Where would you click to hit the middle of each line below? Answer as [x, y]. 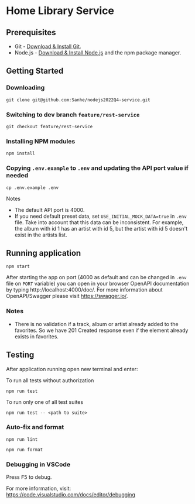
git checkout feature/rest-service [49, 126]
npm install [20, 153]
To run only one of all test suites [45, 402]
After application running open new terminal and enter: [72, 369]
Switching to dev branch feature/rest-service [73, 114]
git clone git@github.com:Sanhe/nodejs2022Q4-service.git [78, 100]
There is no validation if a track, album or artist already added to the [96, 324]
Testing [20, 355]
